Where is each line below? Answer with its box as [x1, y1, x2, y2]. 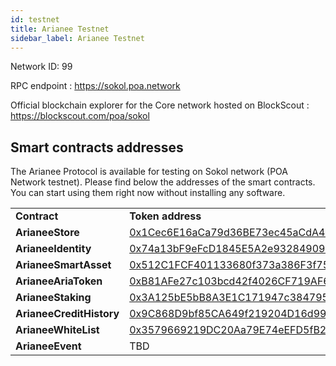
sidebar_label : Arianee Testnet [10, 33, 145, 43]
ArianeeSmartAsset [15, 258, 112, 272]
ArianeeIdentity [15, 242, 92, 256]
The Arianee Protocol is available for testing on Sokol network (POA [10, 166, 289, 178]
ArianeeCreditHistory [15, 307, 120, 321]
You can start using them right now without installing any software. [10, 187, 286, 199]
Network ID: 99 [10, 61, 73, 73]
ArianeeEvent [15, 339, 82, 353]
